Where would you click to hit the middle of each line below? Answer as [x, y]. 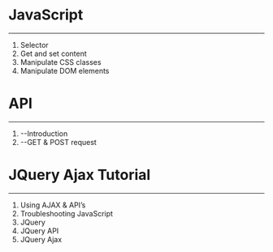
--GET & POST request [58, 142]
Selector [34, 45]
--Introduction [44, 133]
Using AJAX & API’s [53, 205]
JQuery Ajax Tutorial [80, 175]
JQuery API [39, 231]
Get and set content [53, 53]
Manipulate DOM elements [65, 70]
